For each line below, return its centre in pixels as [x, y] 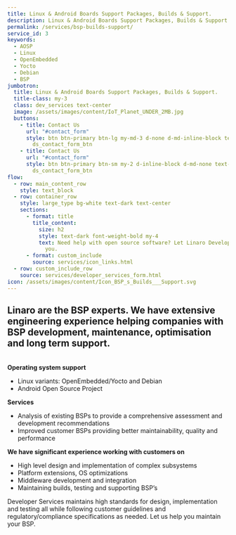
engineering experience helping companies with [115, 321]
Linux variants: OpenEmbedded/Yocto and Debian [90, 381]
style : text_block [47, 191]
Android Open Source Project [60, 389]
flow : [15, 177]
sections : [34, 210]
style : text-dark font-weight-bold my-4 [98, 236]
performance [37, 438]
